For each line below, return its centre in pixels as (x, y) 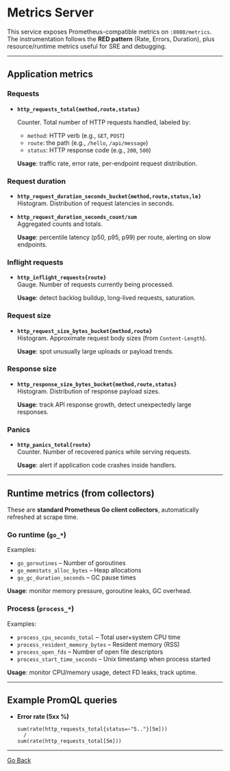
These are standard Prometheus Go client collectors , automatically (103, 509)
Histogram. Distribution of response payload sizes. (88, 391)
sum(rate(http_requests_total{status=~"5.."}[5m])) (92, 729)
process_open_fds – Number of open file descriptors (90, 652)
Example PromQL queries (62, 700)
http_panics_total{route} (54, 445)
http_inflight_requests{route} (62, 278)
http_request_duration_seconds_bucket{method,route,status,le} (109, 196)
